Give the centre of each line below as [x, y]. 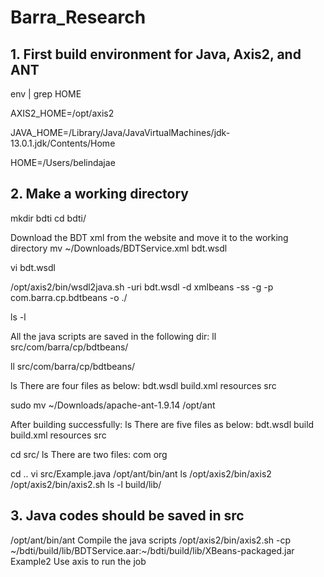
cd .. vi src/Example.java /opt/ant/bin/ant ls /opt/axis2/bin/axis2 [141, 473]
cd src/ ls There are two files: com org [89, 454]
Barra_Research [78, 17]
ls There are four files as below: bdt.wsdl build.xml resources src [143, 385]
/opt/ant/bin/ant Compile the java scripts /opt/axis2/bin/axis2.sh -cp [151, 540]
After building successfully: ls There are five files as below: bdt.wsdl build [162, 424]
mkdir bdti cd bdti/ [48, 218]
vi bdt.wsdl [33, 267]
